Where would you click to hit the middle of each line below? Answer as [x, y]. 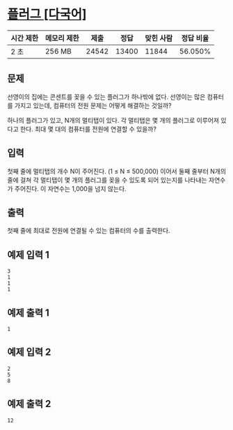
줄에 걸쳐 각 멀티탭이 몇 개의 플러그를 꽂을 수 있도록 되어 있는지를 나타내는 [107, 180]
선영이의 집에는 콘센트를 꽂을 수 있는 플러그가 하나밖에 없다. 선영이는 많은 [106, 97]
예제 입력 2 [29, 352]
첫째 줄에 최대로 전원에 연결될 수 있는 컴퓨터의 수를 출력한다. [89, 231]
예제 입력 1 [29, 255]
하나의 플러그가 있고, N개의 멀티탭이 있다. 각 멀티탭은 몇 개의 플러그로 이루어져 [113, 120]
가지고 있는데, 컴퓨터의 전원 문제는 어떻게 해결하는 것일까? [93, 105]
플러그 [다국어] [47, 14]
